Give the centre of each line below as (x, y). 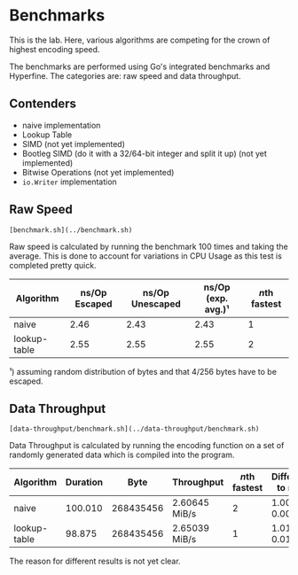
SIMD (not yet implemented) (74, 144)
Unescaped (156, 304)
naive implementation (61, 125)
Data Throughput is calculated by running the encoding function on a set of (147, 446)
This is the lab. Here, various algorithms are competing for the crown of (140, 40)
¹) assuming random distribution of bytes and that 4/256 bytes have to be (143, 371)
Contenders (43, 104)
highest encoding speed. (55, 49)
